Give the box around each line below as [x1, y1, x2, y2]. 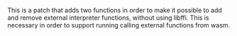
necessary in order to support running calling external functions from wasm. [7, 21, 231, 29]
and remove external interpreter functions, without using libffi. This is [7, 13, 209, 22]
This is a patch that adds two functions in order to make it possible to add [7, 6, 222, 14]
